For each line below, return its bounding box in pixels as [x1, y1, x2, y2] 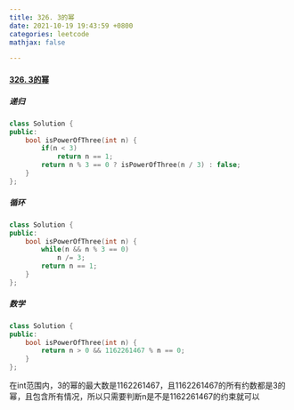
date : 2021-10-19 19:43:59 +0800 [9, 21, 134, 30]
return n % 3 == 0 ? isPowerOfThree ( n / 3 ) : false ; [41, 161, 241, 170]
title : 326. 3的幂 [9, 12, 75, 22]
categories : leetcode [9, 29, 90, 38]
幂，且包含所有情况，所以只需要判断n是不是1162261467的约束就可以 [9, 391, 260, 401]
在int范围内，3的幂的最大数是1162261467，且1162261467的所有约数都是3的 [9, 380, 286, 390]
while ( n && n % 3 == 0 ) [41, 245, 129, 254]
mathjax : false [9, 37, 66, 47]
